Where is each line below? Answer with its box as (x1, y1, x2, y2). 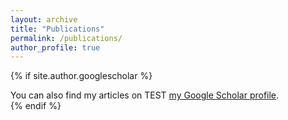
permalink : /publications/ (10, 33, 123, 43)
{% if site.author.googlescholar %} (10, 70, 153, 82)
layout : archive (10, 14, 78, 25)
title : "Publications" (10, 24, 105, 34)
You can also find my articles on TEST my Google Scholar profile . (10, 89, 280, 101)
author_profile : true (10, 42, 101, 53)
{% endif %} (10, 100, 62, 112)
